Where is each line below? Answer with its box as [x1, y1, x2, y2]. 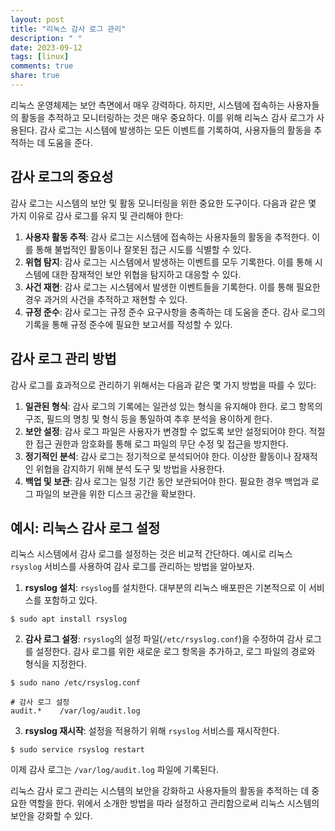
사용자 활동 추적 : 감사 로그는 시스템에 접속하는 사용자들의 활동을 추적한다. [24, 231, 310, 243]
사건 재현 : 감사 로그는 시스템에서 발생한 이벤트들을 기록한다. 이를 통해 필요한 [24, 281, 321, 293]
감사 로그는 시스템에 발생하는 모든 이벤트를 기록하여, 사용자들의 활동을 [39, 124, 312, 136]
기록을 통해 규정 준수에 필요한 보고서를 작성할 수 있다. [24, 318, 233, 330]
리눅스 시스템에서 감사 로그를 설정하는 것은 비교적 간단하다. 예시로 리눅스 [10, 548, 293, 560]
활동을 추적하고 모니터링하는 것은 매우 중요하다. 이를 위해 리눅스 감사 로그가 [20, 111, 315, 123]
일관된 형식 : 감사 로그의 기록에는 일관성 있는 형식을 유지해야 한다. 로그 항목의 [24, 400, 323, 412]
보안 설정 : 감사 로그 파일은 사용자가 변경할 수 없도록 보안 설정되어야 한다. [24, 425, 307, 437]
